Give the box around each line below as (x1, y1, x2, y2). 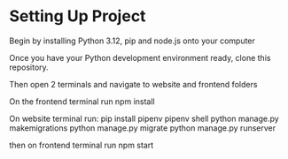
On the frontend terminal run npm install (9, 95, 155, 107)
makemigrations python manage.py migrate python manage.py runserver (9, 122, 276, 133)
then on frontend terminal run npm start (9, 140, 154, 150)
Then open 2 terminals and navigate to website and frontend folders (9, 79, 258, 89)
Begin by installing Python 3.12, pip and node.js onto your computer (9, 35, 255, 46)
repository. (9, 62, 49, 72)
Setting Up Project (9, 6, 146, 26)
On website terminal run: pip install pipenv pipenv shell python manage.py (9, 113, 279, 124)
